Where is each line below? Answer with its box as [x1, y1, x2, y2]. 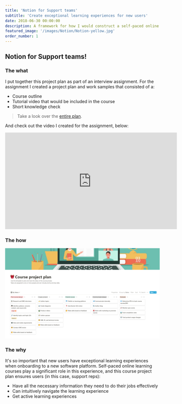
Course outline [12, 93, 42, 99]
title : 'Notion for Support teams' [5, 8, 78, 13]
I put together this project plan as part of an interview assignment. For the [5, 79, 154, 84]
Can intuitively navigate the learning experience [12, 388, 109, 394]
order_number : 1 [5, 34, 38, 39]
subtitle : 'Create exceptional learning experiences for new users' [5, 13, 148, 18]
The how [5, 237, 26, 243]
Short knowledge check [12, 104, 60, 109]
